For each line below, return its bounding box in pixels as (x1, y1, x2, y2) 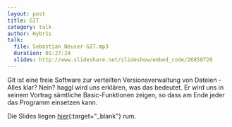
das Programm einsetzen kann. (7, 98, 98, 107)
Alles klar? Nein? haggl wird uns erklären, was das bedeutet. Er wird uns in (7, 83, 224, 92)
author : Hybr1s (7, 30, 52, 37)
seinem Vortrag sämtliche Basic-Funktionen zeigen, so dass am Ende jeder (7, 90, 226, 99)
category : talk (7, 23, 52, 30)
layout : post (7, 10, 46, 18)
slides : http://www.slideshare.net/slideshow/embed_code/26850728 (13, 56, 213, 64)
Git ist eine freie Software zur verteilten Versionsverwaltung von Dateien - (7, 75, 222, 84)
